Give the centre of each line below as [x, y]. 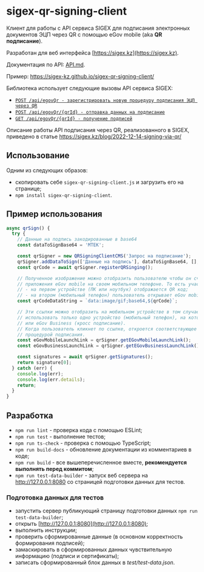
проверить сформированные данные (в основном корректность [99, 537]
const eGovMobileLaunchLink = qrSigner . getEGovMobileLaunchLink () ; [104, 340]
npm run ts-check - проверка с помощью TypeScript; [83, 443]
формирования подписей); [50, 543]
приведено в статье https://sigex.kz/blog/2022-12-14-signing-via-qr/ [94, 136]
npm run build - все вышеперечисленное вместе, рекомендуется [101, 462]
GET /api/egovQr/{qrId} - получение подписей [73, 119]
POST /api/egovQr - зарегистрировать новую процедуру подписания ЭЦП [105, 100]
